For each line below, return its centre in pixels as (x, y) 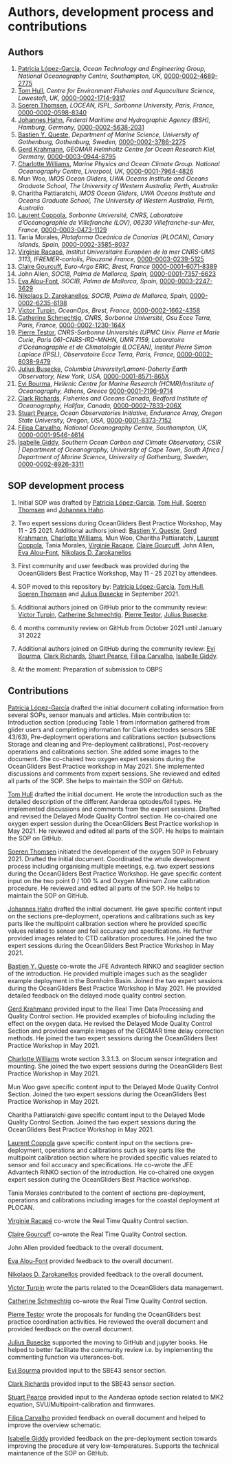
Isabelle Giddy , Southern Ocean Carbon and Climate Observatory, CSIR (119, 442)
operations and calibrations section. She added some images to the (103, 751)
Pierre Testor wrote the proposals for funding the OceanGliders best (104, 1314)
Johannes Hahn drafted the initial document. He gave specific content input (115, 909)
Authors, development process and (111, 12)
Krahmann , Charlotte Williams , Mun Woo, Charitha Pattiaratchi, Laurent (118, 538)
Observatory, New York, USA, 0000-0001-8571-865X (93, 376)
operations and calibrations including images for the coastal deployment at (114, 1200)
